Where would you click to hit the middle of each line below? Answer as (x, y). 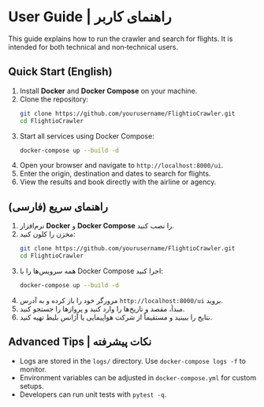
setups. (32, 386)
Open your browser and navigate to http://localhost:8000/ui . (121, 165)
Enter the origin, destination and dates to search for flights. (115, 174)
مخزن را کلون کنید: (48, 234)
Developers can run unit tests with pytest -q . (93, 394)
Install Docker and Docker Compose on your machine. (108, 91)
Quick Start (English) (60, 72)
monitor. (33, 369)
